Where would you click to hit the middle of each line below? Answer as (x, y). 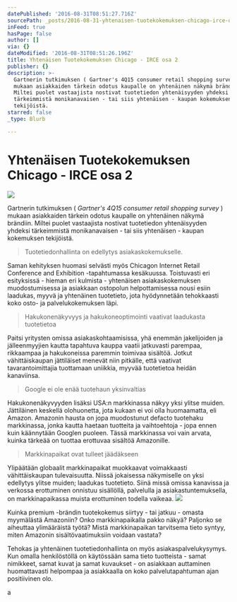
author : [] (23, 40)
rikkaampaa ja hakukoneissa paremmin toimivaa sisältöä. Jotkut (100, 353)
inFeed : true (26, 27)
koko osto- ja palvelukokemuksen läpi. (63, 303)
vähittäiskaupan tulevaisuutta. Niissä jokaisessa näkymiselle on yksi (106, 475)
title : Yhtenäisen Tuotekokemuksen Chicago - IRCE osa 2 (93, 60)
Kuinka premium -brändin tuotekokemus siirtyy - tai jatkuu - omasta (106, 512)
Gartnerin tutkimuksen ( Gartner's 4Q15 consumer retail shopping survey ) (115, 208)
